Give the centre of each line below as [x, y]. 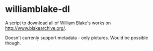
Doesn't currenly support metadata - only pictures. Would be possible [76, 38]
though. [13, 43]
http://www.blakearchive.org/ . [36, 28]
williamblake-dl [38, 9]
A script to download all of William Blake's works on [58, 23]
